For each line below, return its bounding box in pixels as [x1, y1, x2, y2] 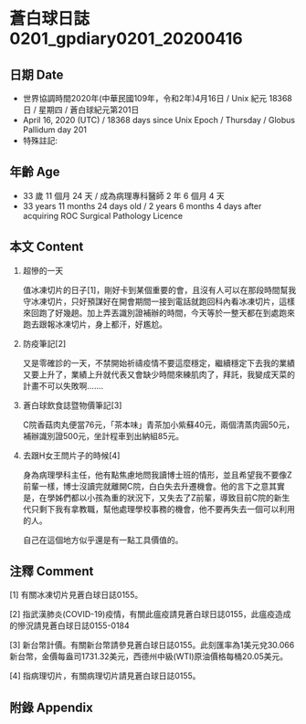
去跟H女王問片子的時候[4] [22, 449, 121, 461]
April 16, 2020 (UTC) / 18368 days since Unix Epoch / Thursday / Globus [22, 115, 295, 125]
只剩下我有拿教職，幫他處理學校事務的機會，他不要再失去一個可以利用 [30, 503, 295, 514]
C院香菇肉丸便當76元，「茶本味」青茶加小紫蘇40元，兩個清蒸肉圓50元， [22, 419, 295, 430]
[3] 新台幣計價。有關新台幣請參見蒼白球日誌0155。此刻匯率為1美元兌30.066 [9, 640, 295, 651]
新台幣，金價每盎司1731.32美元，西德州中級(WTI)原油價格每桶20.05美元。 [9, 651, 289, 662]
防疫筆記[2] [22, 338, 67, 349]
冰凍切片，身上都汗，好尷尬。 [54, 319, 167, 330]
